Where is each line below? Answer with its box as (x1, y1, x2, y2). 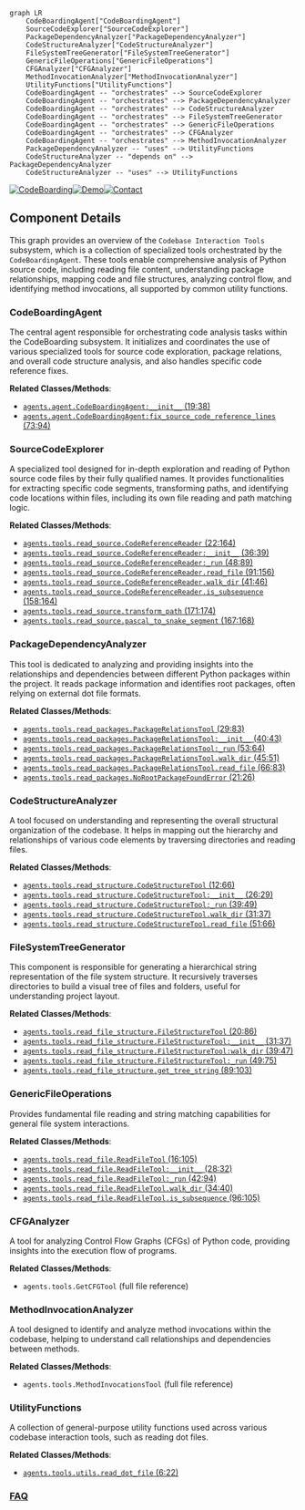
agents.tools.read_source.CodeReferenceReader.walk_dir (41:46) (22, 576, 269, 587)
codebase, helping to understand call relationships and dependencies (9, 1334, 271, 1345)
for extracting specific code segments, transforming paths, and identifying (9, 483, 289, 494)
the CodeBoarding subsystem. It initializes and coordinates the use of (9, 336, 270, 347)
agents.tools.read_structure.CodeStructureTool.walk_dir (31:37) (22, 908, 271, 919)
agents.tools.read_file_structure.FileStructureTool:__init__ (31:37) (22, 1036, 292, 1047)
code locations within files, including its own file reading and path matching (9, 492, 292, 503)
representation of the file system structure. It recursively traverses (9, 971, 258, 982)
